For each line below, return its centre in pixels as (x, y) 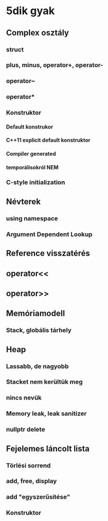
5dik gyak (31, 11)
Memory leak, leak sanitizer (46, 414)
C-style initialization (36, 182)
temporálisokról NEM (32, 167)
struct (15, 50)
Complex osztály (38, 33)
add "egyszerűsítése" (38, 497)
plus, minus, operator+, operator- (55, 65)
